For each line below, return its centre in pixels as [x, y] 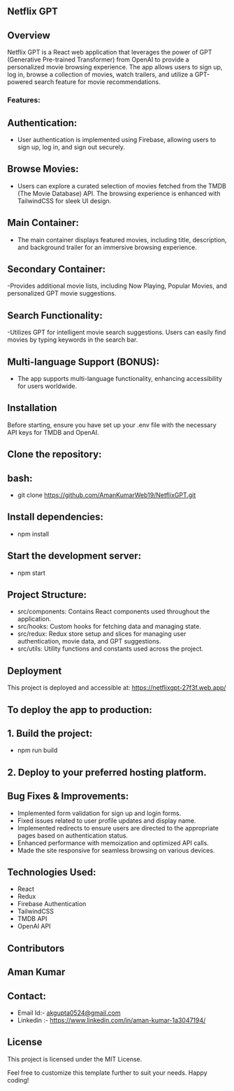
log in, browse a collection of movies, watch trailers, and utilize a [100, 75]
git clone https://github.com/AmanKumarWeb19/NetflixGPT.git [107, 495]
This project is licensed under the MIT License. [75, 1059]
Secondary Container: [57, 269]
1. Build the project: [50, 734]
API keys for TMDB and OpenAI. [53, 432]
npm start [31, 573]
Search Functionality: [55, 315]
